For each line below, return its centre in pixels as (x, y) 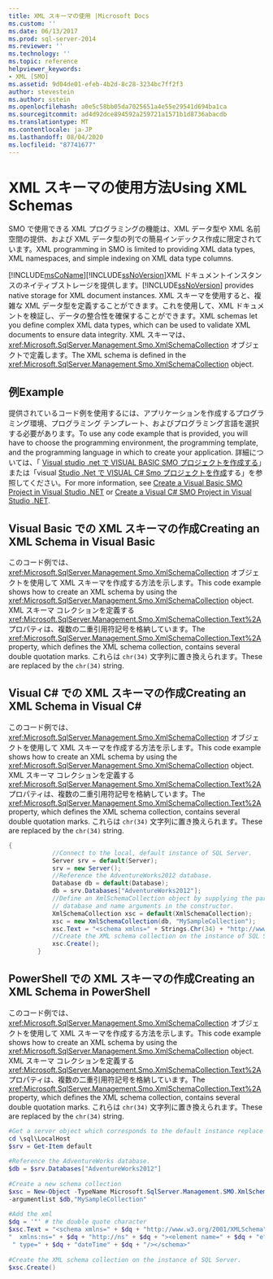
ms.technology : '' (39, 54)
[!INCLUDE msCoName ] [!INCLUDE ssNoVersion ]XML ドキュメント (118, 275)
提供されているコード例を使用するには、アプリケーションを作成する (122, 413)
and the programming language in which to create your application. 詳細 (129, 452)
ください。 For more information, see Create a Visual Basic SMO (136, 483)
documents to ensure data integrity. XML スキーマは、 (99, 335)
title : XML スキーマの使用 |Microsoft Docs (79, 16)
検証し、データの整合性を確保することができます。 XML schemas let (144, 316)
